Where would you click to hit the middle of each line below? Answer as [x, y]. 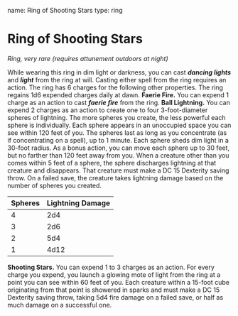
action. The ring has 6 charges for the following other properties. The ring [115, 87]
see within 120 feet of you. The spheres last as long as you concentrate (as [117, 132]
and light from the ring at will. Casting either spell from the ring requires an [117, 80]
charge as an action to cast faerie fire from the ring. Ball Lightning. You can [119, 102]
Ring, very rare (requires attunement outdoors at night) [88, 58]
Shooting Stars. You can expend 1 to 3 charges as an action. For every [111, 267]
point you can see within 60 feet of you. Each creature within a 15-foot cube [118, 282]
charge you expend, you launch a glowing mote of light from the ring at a [114, 274]
